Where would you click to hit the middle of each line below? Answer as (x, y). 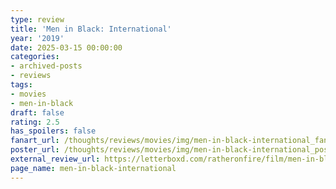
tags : (21, 85)
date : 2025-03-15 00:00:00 (66, 47)
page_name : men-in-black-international (93, 168)
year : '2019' (37, 38)
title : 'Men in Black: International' (91, 29)
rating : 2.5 (35, 122)
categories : (35, 57)
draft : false (37, 112)
